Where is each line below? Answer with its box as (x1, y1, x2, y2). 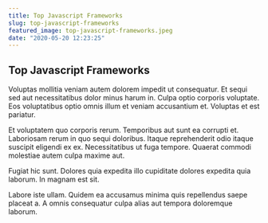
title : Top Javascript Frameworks (8, 11, 124, 20)
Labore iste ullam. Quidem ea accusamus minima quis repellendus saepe (8, 190, 248, 200)
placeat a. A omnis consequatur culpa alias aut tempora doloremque (8, 198, 233, 208)
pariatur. (8, 110, 36, 119)
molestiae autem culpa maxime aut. (8, 151, 125, 160)
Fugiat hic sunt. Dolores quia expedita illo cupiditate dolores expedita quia (8, 166, 251, 176)
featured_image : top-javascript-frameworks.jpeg (8, 26, 173, 34)
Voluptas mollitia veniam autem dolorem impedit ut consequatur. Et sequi (8, 84, 248, 94)
